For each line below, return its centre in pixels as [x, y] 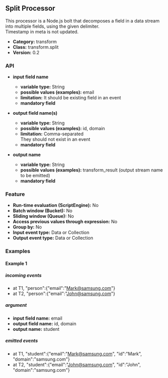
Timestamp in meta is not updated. [42, 31]
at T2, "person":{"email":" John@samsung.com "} [64, 293]
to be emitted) [35, 176]
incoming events [24, 275]
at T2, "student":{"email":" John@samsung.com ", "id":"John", [77, 364]
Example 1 [16, 263]
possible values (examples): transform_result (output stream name [91, 170]
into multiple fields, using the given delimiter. [52, 26]
